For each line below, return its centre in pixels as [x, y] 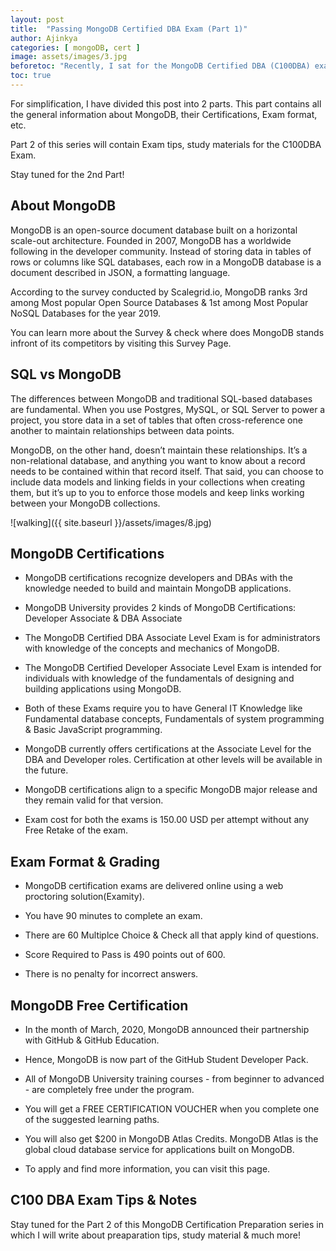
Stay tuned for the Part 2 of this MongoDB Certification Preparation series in [167, 1224]
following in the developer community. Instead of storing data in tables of [161, 251]
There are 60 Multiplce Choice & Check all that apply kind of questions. [171, 935]
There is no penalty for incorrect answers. [111, 974]
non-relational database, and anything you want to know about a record [158, 460]
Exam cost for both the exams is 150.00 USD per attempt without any [167, 820]
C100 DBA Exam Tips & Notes [104, 1200]
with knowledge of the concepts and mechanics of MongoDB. [152, 648]
